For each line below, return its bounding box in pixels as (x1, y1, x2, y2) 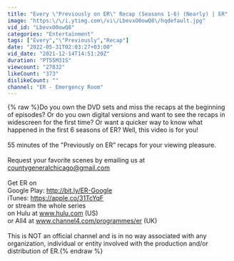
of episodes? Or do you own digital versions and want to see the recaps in (7, 111, 225, 119)
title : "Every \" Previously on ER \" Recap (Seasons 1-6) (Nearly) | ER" (7, 10, 228, 18)
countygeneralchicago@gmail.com (7, 163, 111, 172)
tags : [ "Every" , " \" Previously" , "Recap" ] (7, 37, 130, 44)
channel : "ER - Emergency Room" (7, 83, 103, 91)
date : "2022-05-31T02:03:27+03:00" (7, 43, 113, 51)
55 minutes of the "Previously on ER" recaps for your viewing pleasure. (7, 140, 216, 150)
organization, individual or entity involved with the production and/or (7, 240, 208, 248)
